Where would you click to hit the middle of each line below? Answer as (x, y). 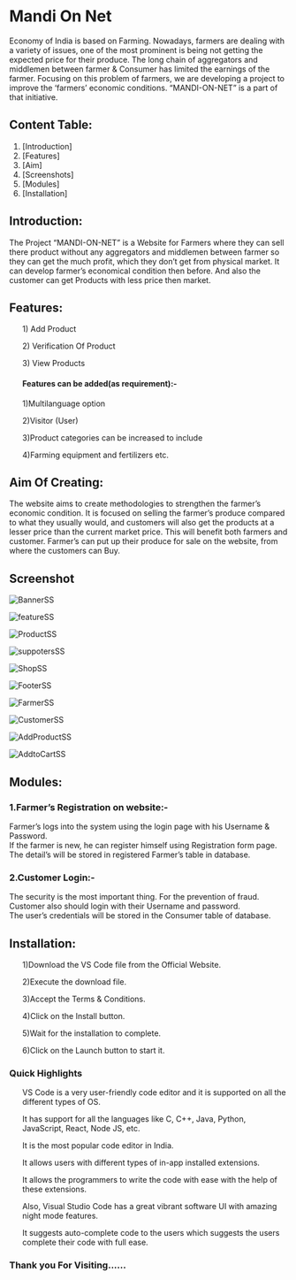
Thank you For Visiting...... (68, 1265)
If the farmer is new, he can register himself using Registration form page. (143, 845)
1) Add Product (49, 329)
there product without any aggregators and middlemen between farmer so (144, 252)
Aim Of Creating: (57, 483)
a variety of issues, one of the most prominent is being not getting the (136, 50)
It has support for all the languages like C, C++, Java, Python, (134, 1119)
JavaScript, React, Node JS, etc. (81, 1129)
